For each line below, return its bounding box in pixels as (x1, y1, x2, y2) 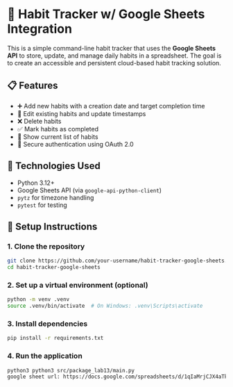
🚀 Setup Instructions (7, 220, 98, 232)
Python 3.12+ (17, 179, 55, 187)
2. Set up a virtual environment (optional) (7, 280, 148, 290)
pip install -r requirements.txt (7, 335, 104, 342)
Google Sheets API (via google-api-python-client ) (17, 186, 162, 194)
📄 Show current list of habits (17, 132, 98, 141)
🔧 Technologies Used (7, 160, 101, 172)
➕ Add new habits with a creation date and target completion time (17, 101, 205, 110)
